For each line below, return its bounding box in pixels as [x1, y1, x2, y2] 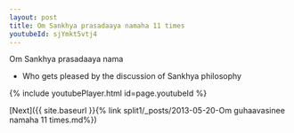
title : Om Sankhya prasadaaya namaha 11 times [9, 21, 185, 30]
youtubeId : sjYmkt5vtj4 [9, 29, 98, 38]
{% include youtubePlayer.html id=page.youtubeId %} [9, 88, 208, 98]
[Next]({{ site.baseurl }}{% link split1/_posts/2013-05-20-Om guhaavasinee [9, 106, 285, 116]
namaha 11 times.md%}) [9, 114, 98, 125]
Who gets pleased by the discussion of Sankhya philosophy [21, 71, 242, 82]
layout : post [9, 12, 58, 22]
